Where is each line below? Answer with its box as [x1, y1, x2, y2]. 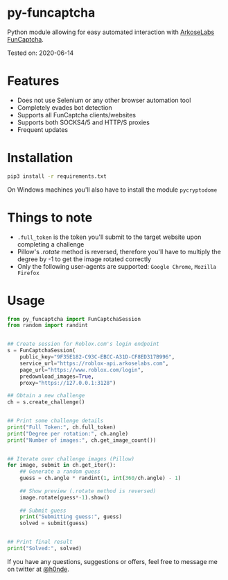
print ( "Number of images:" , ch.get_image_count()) [7, 436, 157, 444]
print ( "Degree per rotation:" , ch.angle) [7, 430, 129, 437]
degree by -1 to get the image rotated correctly [17, 255, 151, 263]
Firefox [17, 270, 40, 276]
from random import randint [7, 322, 89, 329]
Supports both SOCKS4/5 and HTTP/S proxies [17, 118, 150, 126]
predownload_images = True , [19, 373, 95, 380]
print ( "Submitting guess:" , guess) [19, 513, 123, 520]
